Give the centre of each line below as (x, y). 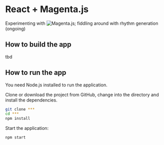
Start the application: (27, 128)
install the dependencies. (31, 100)
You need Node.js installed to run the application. (56, 85)
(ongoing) (15, 28)
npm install (18, 119)
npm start (16, 137)
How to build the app (38, 45)
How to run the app (36, 72)
